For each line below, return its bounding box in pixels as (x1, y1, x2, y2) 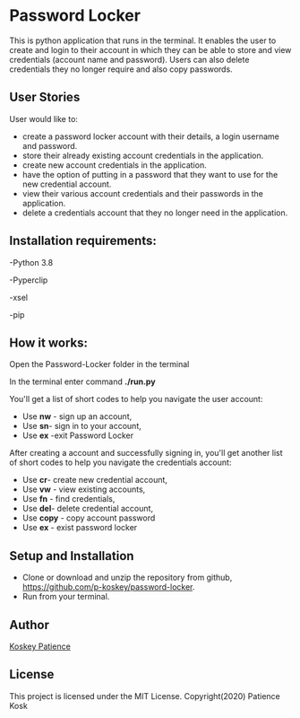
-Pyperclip (9, 275, 48, 285)
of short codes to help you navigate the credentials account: (9, 457, 232, 468)
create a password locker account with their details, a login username (21, 131, 279, 142)
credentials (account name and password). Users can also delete (9, 54, 250, 65)
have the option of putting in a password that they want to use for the (21, 169, 279, 179)
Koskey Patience (9, 641, 72, 652)
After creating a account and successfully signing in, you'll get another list (9, 448, 284, 459)
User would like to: (9, 113, 79, 124)
